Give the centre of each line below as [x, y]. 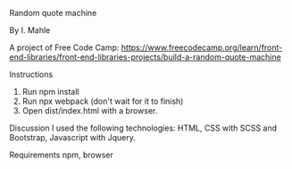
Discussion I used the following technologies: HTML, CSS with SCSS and [143, 128]
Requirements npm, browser [61, 155]
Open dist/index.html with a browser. [90, 110]
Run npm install [50, 92]
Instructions [31, 74]
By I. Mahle [30, 30]
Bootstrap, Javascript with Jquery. [73, 137]
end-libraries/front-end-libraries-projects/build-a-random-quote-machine [145, 57]
